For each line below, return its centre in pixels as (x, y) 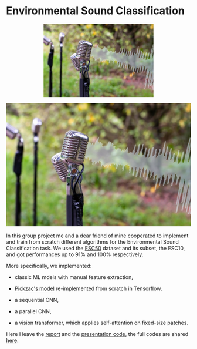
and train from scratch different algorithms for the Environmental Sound (92, 242)
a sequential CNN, (36, 300)
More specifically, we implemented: (49, 266)
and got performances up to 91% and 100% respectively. (75, 254)
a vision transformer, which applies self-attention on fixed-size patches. (101, 323)
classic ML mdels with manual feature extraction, (74, 277)
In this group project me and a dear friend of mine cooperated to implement (97, 236)
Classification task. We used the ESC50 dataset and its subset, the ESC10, (96, 249)
